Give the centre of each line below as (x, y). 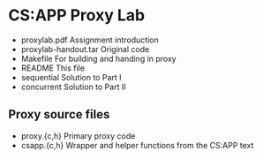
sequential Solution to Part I (71, 77)
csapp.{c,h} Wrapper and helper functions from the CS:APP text (137, 145)
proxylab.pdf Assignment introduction (90, 40)
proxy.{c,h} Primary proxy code (78, 136)
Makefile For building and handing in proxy (99, 58)
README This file (53, 68)
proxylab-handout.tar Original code (85, 49)
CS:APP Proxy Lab (77, 15)
